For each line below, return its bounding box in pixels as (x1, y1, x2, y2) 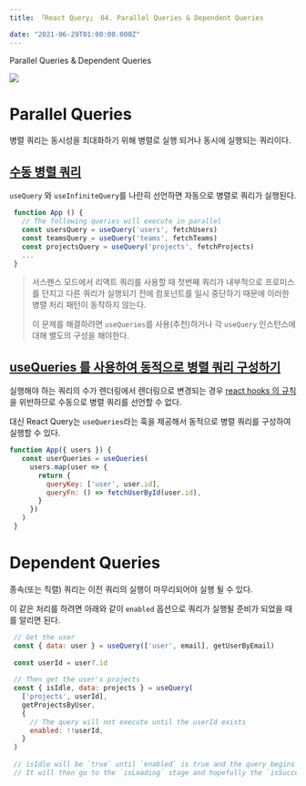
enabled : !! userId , (29, 726, 104, 735)
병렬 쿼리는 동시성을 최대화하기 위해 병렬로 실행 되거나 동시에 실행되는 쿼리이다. (9, 135, 291, 146)
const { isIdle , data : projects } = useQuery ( (13, 684, 194, 693)
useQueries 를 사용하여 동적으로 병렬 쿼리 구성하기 (9, 359, 281, 374)
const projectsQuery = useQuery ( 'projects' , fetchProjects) (21, 242, 255, 251)
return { (37, 471, 71, 480)
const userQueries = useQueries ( (21, 454, 148, 464)
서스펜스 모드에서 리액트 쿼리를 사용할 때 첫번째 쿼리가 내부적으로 (31, 277, 263, 288)
